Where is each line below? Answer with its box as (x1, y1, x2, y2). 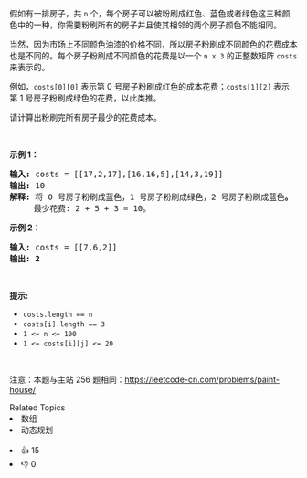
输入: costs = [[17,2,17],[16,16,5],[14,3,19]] (9, 169, 224, 179)
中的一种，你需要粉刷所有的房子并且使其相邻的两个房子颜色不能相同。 (16, 19, 281, 30)
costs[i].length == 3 (22, 320, 105, 329)
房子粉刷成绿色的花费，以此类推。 (33, 92, 162, 103)
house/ (9, 385, 37, 395)
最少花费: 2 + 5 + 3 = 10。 (33, 204, 152, 213)
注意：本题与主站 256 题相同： (9, 374, 125, 385)
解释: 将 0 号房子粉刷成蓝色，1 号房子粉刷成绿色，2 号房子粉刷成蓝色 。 (9, 192, 293, 202)
